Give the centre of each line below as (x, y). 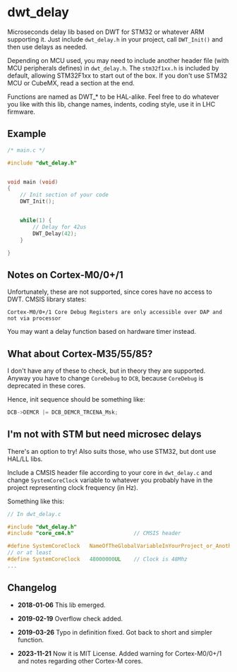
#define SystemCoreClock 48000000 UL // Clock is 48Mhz (98, 559)
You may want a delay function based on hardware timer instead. (102, 332)
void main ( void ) (33, 182)
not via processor (34, 318)
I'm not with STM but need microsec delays (104, 434)
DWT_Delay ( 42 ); (55, 234)
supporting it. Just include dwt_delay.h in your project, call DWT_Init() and (115, 39)
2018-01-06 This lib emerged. (61, 605)
